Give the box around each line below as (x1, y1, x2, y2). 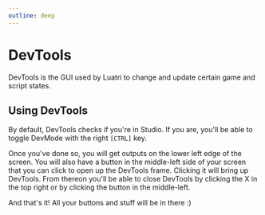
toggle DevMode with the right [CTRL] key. (8, 133, 148, 143)
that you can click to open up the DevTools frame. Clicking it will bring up (8, 166, 249, 175)
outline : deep (8, 11, 56, 20)
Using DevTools (8, 104, 88, 117)
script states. (8, 80, 52, 90)
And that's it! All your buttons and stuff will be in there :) (8, 198, 192, 208)
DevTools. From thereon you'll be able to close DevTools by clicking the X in (8, 174, 258, 184)
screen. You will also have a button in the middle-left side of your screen (8, 157, 247, 167)
